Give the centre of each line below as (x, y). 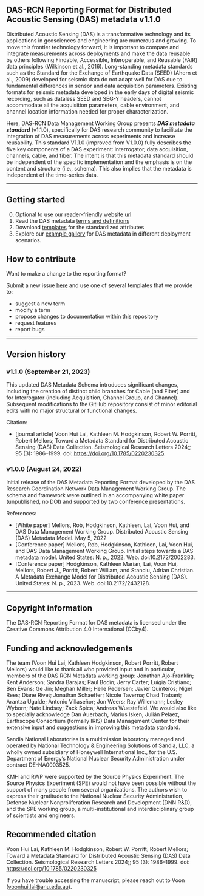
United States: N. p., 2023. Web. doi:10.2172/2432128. (83, 583)
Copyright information (49, 608)
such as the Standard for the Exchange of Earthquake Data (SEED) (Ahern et (102, 73)
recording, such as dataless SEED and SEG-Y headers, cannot (84, 98)
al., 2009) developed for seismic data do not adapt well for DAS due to (94, 79)
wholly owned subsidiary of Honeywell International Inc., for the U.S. (92, 752)
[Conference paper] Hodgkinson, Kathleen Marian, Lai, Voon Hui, (96, 564)
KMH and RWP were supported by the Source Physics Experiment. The (95, 777)
